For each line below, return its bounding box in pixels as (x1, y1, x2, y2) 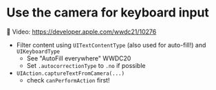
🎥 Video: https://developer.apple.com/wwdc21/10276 (6, 27, 157, 36)
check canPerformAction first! (26, 76, 110, 84)
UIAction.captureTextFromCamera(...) (16, 70, 125, 77)
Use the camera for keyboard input (6, 5, 209, 21)
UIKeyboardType (16, 48, 61, 55)
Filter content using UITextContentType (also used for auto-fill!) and (16, 41, 206, 49)
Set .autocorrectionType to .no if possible (26, 61, 146, 69)
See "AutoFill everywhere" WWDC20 (26, 54, 131, 63)
